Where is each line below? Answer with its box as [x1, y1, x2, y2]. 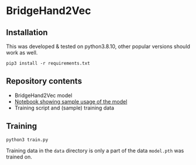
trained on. [6, 153, 32, 160]
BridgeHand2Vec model [14, 92, 73, 99]
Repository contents [6, 76, 82, 86]
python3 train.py [6, 136, 49, 143]
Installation [6, 27, 48, 37]
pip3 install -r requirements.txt [6, 60, 91, 66]
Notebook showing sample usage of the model [14, 98, 128, 105]
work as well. [6, 49, 38, 56]
